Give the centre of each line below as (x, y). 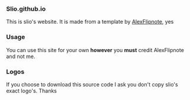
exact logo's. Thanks (32, 91)
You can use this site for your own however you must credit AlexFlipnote (95, 50)
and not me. (21, 56)
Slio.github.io (26, 9)
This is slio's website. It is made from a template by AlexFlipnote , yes (90, 22)
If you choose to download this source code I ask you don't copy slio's (92, 84)
